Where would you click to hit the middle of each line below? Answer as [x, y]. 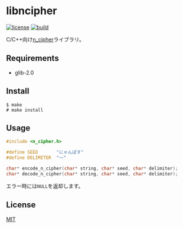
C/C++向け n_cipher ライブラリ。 [45, 39]
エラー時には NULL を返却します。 [45, 186]
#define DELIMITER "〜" [36, 158]
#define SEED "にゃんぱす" [45, 152]
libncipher [32, 11]
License [21, 205]
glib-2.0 [24, 73]
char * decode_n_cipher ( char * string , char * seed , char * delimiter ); [92, 174]
